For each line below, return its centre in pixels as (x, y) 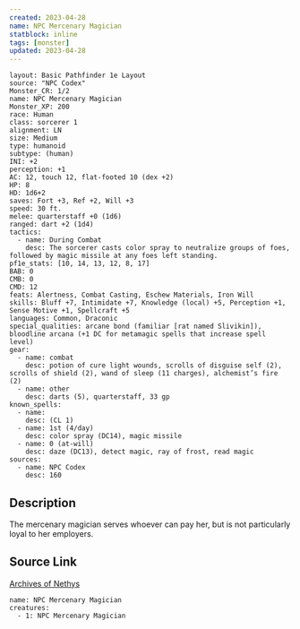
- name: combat (46, 358)
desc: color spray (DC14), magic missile (103, 436)
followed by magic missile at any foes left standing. (114, 256)
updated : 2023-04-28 (48, 51)
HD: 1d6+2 (28, 194)
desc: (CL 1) (50, 421)
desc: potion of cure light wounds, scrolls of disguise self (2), (154, 366)
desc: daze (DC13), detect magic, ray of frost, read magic (140, 452)
